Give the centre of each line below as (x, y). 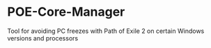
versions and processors (43, 38)
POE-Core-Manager (66, 12)
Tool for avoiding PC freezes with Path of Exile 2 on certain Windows (106, 31)
